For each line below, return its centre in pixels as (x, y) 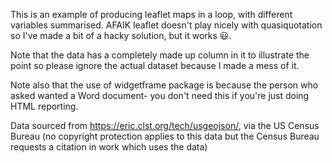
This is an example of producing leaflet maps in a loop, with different (151, 14)
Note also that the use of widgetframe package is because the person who (164, 85)
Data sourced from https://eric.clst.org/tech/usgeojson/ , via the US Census (165, 125)
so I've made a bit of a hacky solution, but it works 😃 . (121, 35)
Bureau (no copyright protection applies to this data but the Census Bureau (165, 136)
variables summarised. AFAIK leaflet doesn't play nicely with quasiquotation (166, 25)
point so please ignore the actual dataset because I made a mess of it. (155, 65)
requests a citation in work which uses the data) (109, 147)
